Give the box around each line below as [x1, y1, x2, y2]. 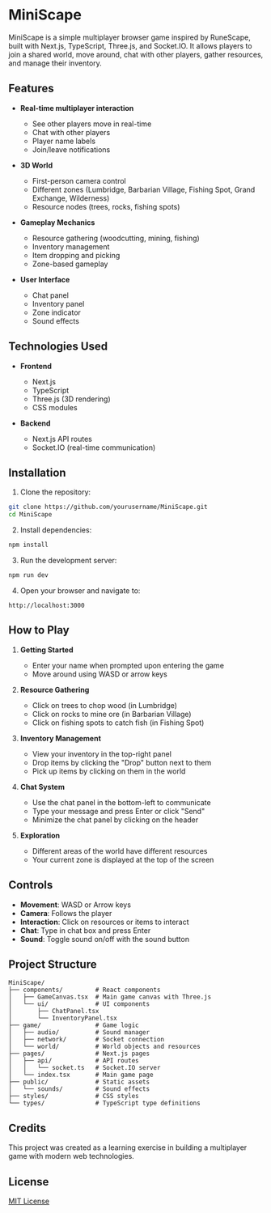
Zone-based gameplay [32, 259, 108, 269]
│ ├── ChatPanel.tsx [8, 1007, 100, 1016]
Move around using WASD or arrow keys [32, 669, 167, 679]
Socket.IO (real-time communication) [32, 443, 156, 452]
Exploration [19, 830, 61, 840]
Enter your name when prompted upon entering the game [32, 660, 225, 670]
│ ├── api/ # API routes [8, 1057, 139, 1065]
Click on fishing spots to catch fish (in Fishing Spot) [32, 718, 205, 727]
